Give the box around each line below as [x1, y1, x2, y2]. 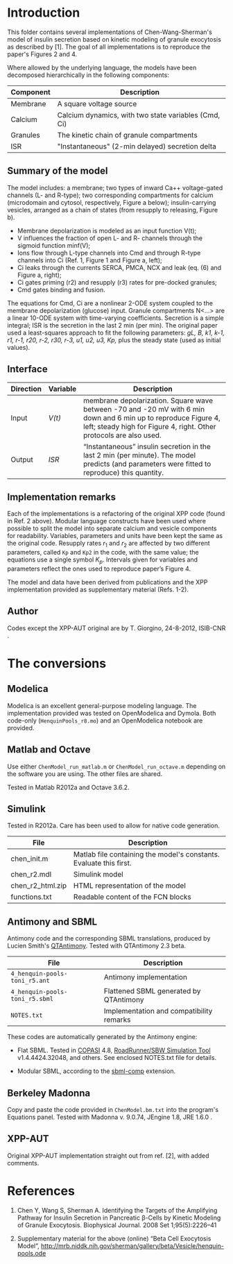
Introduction [7, 5, 80, 21]
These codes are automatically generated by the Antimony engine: [7, 1033, 198, 1041]
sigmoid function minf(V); [17, 241, 91, 249]
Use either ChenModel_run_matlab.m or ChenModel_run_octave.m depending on [7, 762, 226, 770]
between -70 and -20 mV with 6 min [83, 404, 205, 414]
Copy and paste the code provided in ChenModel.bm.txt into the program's [7, 1106, 219, 1114]
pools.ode [17, 1249, 46, 1257]
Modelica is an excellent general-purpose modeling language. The [7, 701, 197, 709]
